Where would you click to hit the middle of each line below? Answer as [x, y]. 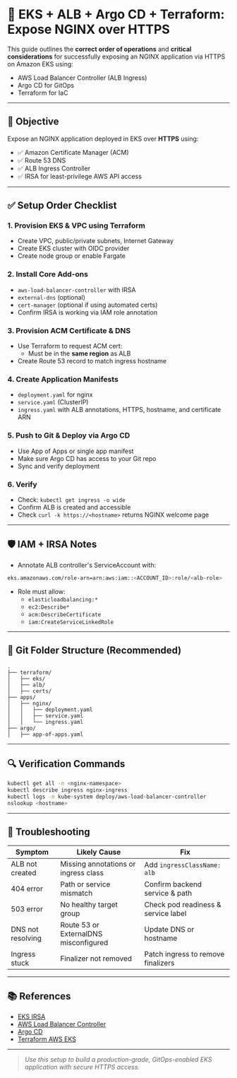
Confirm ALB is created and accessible [74, 507]
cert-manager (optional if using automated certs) [87, 305]
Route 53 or [80, 925]
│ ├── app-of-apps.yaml [45, 734]
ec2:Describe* [49, 607]
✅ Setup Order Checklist [62, 205]
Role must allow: [41, 591]
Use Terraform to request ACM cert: [70, 346]
